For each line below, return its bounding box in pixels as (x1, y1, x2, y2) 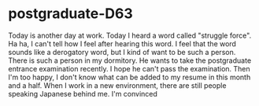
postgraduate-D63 (8, 5, 134, 23)
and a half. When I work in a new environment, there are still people (8, 80, 227, 90)
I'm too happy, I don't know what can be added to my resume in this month (8, 72, 251, 82)
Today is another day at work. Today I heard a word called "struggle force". (8, 31, 252, 40)
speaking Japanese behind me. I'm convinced (8, 89, 157, 98)
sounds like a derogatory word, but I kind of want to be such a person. (8, 47, 236, 57)
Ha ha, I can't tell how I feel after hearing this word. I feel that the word (8, 38, 236, 48)
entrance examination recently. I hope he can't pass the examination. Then (8, 64, 250, 73)
